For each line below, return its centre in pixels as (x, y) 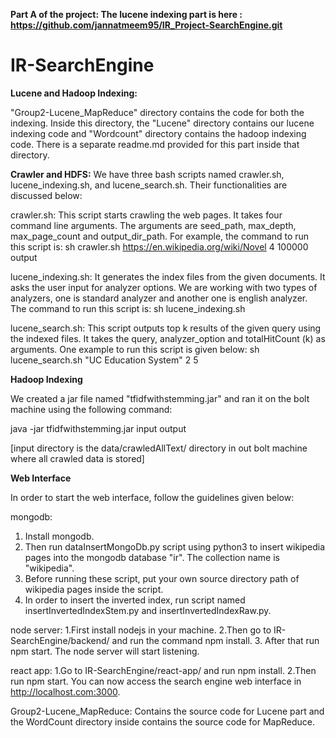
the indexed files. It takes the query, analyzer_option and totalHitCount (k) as (168, 338)
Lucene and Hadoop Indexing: (74, 93)
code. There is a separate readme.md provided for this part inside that (155, 144)
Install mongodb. (59, 536)
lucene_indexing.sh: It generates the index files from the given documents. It (168, 276)
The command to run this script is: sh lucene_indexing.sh (128, 308)
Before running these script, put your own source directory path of (162, 578)
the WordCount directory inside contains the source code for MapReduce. (162, 721)
